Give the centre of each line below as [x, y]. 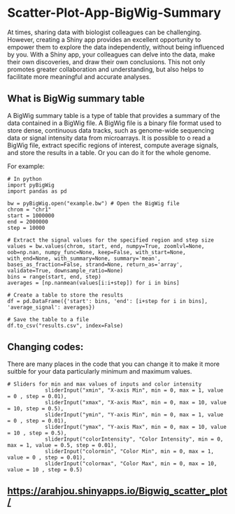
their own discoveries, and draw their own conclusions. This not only [106, 61]
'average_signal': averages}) [51, 307]
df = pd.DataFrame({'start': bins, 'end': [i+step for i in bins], [108, 301]
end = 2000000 [28, 221]
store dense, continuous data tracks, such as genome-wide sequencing [111, 130]
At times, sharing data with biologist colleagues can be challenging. [105, 32]
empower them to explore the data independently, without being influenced [116, 47]
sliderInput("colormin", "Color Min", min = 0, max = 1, [129, 451]
